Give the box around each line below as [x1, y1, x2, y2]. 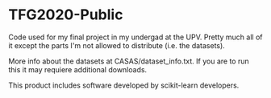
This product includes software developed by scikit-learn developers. [8, 80, 240, 90]
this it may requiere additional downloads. [8, 64, 148, 74]
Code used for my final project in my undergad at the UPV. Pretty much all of [8, 32, 263, 42]
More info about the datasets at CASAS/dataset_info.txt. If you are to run [8, 56, 249, 66]
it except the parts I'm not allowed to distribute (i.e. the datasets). [8, 40, 226, 50]
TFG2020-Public [8, 6, 123, 24]
